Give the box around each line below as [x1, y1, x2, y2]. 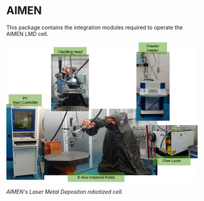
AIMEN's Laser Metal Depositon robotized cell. [6, 188, 123, 195]
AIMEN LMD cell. [6, 30, 49, 37]
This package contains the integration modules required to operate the [6, 24, 183, 31]
